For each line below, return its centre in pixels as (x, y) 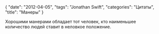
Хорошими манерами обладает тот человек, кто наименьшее (71, 22)
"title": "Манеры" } (24, 12)
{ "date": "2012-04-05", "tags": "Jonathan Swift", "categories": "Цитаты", (80, 7)
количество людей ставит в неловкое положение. (58, 27)
